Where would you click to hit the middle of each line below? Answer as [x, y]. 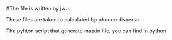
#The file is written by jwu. [38, 8]
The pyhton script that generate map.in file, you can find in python [86, 31]
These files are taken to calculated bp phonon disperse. [73, 19]
